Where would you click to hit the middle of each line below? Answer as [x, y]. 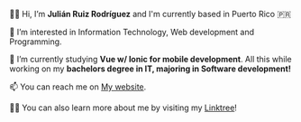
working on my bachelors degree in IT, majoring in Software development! [150, 69]
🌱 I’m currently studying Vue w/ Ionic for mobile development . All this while [150, 59]
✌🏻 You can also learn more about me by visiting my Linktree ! [123, 108]
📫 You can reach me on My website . [78, 87]
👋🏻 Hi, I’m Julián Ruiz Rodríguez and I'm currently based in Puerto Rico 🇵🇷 [150, 14]
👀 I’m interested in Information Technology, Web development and [132, 32]
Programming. [36, 42]
